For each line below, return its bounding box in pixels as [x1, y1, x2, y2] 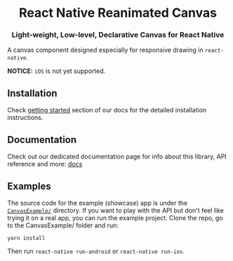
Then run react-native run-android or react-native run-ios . [7, 247, 185, 255]
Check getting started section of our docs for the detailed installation [7, 106, 207, 114]
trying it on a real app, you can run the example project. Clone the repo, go [7, 213, 223, 222]
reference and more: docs [7, 160, 83, 168]
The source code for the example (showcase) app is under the [7, 199, 188, 207]
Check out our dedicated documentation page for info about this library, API [7, 152, 227, 161]
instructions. [7, 114, 44, 122]
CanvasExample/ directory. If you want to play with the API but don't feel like [7, 206, 225, 215]
